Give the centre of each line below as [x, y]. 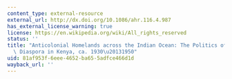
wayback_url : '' [30, 65]
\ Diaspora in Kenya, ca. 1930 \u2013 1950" [75, 52]
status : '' [23, 39]
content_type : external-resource [55, 13]
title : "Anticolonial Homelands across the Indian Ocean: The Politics [112, 45]
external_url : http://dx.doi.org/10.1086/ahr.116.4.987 [89, 20]
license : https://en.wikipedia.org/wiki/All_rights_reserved [97, 33]
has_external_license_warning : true [60, 26]
